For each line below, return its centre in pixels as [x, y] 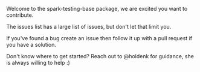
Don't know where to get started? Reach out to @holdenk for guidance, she [100, 56]
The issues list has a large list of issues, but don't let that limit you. [89, 27]
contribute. [20, 15]
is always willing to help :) [38, 63]
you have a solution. [31, 45]
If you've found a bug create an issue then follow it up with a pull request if [99, 38]
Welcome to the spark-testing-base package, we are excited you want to [97, 9]
